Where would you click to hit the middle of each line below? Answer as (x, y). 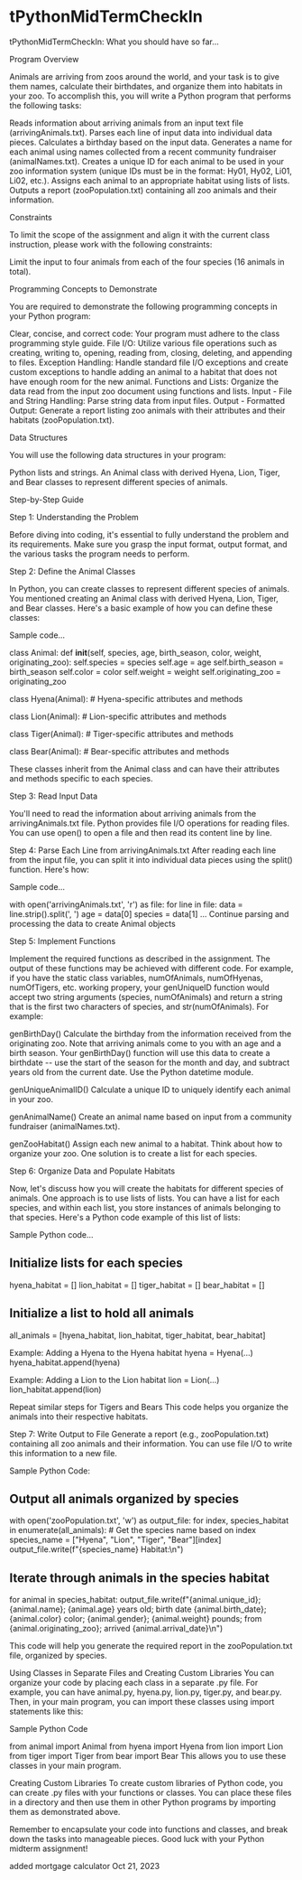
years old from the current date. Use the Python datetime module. (132, 1071)
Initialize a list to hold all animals (102, 1313)
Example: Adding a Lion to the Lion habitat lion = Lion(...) (114, 1380)
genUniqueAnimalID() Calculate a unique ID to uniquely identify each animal (150, 1090)
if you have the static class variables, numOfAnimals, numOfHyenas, (136, 977)
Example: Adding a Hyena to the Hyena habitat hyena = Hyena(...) (132, 1352)
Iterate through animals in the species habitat (140, 1578)
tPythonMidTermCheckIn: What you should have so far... (114, 42)
